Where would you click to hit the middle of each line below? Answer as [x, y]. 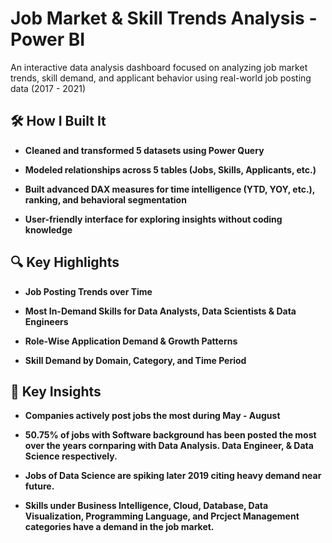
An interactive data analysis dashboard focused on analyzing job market [159, 67]
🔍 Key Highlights [65, 262]
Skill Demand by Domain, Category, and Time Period [135, 360]
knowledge [48, 229]
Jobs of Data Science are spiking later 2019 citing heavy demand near [173, 476]
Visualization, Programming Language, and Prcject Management [162, 516]
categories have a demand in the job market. [119, 527]
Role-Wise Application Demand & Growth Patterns [131, 341]
